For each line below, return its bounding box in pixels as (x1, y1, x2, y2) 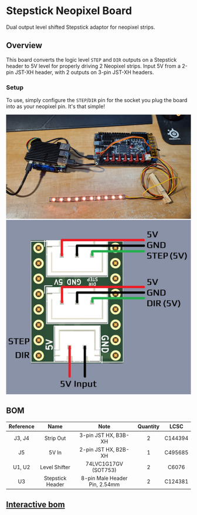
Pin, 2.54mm (89, 481, 120, 488)
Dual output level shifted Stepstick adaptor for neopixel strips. (6, 23, 155, 31)
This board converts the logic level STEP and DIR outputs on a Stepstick (6, 56, 177, 63)
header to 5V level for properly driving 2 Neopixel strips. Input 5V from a (6, 62, 181, 69)
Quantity (137, 423, 160, 430)
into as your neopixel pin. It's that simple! (6, 103, 106, 110)
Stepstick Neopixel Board (6, 4, 133, 18)
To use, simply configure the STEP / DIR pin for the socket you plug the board (6, 97, 188, 104)
